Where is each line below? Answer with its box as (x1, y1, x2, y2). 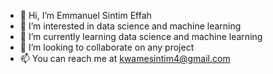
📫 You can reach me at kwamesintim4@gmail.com (19, 53, 231, 64)
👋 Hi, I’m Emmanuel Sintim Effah (19, 10, 152, 21)
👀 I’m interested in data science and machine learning (19, 20, 242, 32)
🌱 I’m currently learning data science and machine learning (19, 31, 263, 42)
